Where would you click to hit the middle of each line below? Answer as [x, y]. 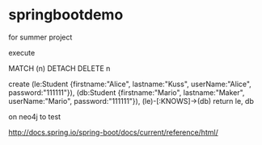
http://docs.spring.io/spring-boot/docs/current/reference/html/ [113, 132]
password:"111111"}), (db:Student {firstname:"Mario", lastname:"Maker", [127, 92]
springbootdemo [66, 15]
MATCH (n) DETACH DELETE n [59, 68]
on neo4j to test [35, 116]
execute [22, 52]
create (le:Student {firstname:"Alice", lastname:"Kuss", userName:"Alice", [130, 84]
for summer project [40, 37]
